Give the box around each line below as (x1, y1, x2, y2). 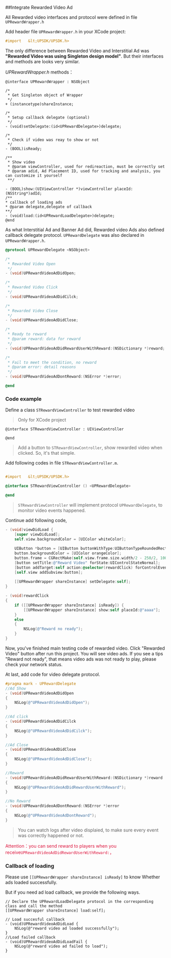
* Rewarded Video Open (7, 261, 56, 266)
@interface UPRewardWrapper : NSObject (5, 79, 90, 84)
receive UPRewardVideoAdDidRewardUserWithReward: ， (5, 849, 115, 855)
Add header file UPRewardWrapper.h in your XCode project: (5, 29, 126, 35)
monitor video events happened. (17, 507, 86, 513)
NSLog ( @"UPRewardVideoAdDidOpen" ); (14, 700, 90, 705)
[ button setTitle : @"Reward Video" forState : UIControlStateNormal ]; (14, 560, 160, 566)
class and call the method (5, 903, 63, 908)
